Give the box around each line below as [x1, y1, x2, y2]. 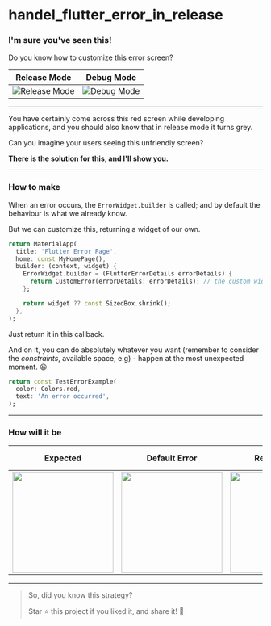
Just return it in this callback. [8, 329, 105, 338]
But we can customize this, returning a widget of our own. [8, 224, 201, 233]
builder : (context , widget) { [15, 263, 117, 271]
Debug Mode [85, 72, 137, 83]
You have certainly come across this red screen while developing [8, 114, 225, 124]
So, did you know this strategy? [27, 590, 133, 600]
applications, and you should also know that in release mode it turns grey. [8, 123, 253, 132]
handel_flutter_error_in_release [8, 6, 223, 24]
